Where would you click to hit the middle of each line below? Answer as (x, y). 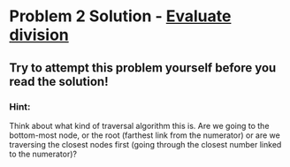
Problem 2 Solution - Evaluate (120, 16)
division (39, 35)
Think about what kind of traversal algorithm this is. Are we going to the (139, 125)
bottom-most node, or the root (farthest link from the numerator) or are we (145, 135)
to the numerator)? (43, 154)
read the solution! (59, 81)
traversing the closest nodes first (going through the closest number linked (145, 144)
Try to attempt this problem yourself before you (143, 68)
